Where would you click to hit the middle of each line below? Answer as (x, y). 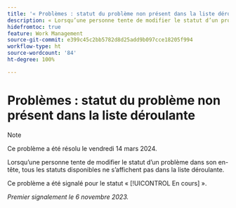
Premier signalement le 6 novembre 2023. (68, 197)
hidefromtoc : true (34, 27)
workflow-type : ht (34, 46)
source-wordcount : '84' (42, 53)
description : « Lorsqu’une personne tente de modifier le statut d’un (113, 20)
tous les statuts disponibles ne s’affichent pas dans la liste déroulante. (123, 169)
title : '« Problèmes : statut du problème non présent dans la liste (111, 14)
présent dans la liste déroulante (101, 115)
